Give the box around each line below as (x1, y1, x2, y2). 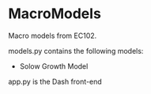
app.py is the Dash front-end (8, 77, 103, 86)
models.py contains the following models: (8, 46, 144, 55)
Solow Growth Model (19, 61, 89, 71)
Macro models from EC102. (8, 31, 97, 40)
